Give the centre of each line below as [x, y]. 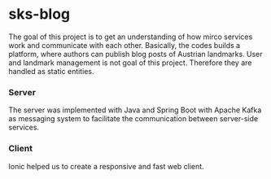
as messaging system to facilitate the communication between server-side [133, 119]
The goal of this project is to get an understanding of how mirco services [131, 37]
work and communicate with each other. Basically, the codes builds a [125, 45]
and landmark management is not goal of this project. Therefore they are [130, 63]
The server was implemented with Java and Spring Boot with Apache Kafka [135, 110]
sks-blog [39, 14]
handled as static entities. [51, 71]
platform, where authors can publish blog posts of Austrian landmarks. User [135, 54]
